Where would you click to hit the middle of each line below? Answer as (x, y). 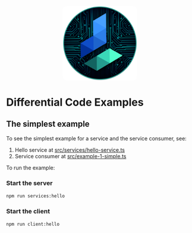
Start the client (28, 211)
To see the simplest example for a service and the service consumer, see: (97, 138)
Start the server (29, 183)
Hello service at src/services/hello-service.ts (70, 150)
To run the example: (31, 167)
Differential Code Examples (75, 102)
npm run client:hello (33, 224)
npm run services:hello (36, 196)
